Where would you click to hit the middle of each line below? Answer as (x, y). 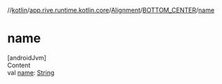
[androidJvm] (27, 57)
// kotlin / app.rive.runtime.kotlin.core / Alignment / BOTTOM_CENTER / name (111, 10)
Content (19, 65)
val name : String (31, 72)
